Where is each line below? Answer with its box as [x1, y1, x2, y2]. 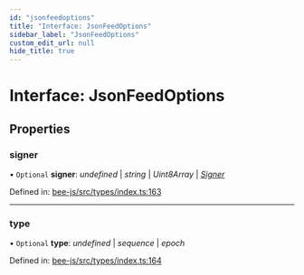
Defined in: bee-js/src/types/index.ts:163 [9, 187, 162, 197]
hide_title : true [9, 47, 75, 56]
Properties [9, 121, 71, 136]
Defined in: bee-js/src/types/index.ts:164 [9, 255, 162, 266]
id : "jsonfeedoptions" [9, 13, 95, 23]
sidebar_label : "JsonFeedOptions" [9, 30, 140, 39]
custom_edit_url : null [9, 38, 95, 48]
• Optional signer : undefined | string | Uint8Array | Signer [9, 169, 225, 179]
